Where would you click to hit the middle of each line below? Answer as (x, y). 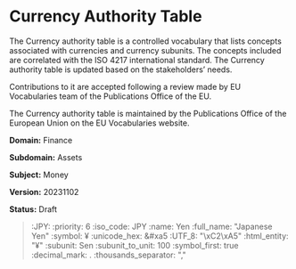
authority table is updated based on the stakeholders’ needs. (121, 69)
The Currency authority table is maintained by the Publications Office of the (148, 113)
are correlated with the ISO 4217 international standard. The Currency (137, 60)
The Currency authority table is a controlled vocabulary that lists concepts (146, 41)
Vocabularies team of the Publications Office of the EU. (111, 96)
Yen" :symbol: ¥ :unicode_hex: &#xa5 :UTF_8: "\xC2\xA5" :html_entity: (160, 236)
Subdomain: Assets (46, 157)
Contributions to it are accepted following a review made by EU (125, 86)
